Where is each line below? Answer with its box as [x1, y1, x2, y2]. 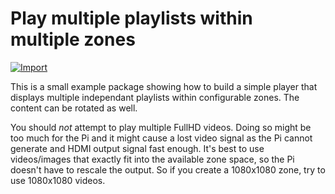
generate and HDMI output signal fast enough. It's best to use [10, 142, 265, 154]
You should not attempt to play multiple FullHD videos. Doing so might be [10, 121, 312, 133]
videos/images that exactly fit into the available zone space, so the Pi [10, 153, 295, 165]
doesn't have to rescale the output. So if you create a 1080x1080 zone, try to [10, 163, 326, 176]
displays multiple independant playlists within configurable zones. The [10, 91, 300, 103]
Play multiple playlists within [10, 7, 253, 30]
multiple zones [10, 28, 136, 51]
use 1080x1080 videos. [10, 174, 106, 186]
